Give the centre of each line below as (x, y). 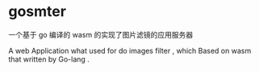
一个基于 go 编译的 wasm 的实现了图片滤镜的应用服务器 (101, 34)
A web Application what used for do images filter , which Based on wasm (130, 50)
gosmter (38, 12)
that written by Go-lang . (49, 59)
